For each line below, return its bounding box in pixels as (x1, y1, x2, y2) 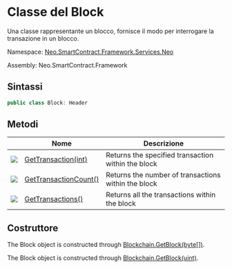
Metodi (7, 119, 39, 130)
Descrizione (143, 139, 184, 148)
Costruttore (7, 222, 59, 234)
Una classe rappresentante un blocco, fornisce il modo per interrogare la (7, 27, 214, 35)
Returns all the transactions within (106, 190, 216, 200)
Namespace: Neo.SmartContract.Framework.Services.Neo (7, 48, 174, 56)
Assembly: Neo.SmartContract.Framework (7, 61, 128, 69)
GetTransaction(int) (24, 155, 88, 164)
